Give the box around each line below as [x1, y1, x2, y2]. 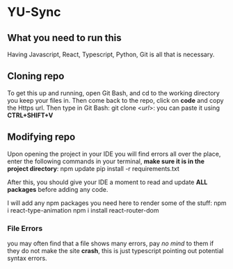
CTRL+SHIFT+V [7, 111, 54, 119]
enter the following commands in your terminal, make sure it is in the [7, 157, 205, 165]
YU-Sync [7, 4, 61, 20]
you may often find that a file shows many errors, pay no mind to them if [7, 239, 214, 247]
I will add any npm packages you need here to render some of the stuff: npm [7, 199, 227, 207]
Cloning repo [7, 70, 65, 82]
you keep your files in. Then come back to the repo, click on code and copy [7, 96, 224, 104]
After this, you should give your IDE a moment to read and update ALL [7, 178, 208, 186]
